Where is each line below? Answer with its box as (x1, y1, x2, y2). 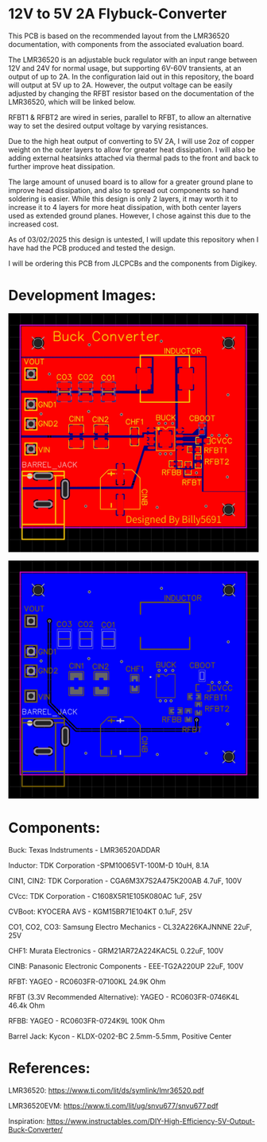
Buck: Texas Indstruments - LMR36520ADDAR (8, 846, 161, 855)
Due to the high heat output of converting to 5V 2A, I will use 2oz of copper (8, 136, 255, 145)
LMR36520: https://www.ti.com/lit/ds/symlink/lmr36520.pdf (8, 1086, 204, 1095)
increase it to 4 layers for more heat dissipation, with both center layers (8, 202, 242, 211)
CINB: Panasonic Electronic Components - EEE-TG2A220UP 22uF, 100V (8, 962, 244, 971)
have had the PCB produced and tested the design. (8, 243, 176, 253)
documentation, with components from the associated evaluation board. (8, 39, 245, 48)
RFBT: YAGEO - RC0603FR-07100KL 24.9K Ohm (8, 977, 166, 986)
